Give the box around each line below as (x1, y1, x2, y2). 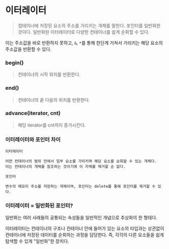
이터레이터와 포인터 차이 (5, 136, 61, 143)
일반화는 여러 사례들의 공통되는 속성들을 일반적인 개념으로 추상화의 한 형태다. (5, 215, 158, 221)
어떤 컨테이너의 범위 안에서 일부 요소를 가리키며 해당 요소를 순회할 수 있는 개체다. (5, 159, 157, 164)
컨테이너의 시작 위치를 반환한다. (17, 71, 80, 78)
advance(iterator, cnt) (5, 110, 61, 117)
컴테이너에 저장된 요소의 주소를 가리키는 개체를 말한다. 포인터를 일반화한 (17, 22, 161, 29)
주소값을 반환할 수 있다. (5, 46, 52, 52)
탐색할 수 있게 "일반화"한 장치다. (5, 238, 70, 244)
